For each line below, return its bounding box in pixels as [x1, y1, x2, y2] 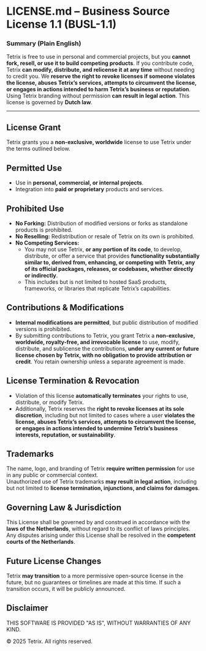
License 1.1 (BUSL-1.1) [6, 17, 117, 31]
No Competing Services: [15, 239, 80, 246]
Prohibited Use [6, 204, 64, 214]
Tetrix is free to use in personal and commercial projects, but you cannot [6, 53, 191, 61]
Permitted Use [6, 162, 63, 173]
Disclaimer [6, 603, 48, 614]
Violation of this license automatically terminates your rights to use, [15, 392, 189, 399]
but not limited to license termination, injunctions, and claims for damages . [6, 484, 200, 492]
